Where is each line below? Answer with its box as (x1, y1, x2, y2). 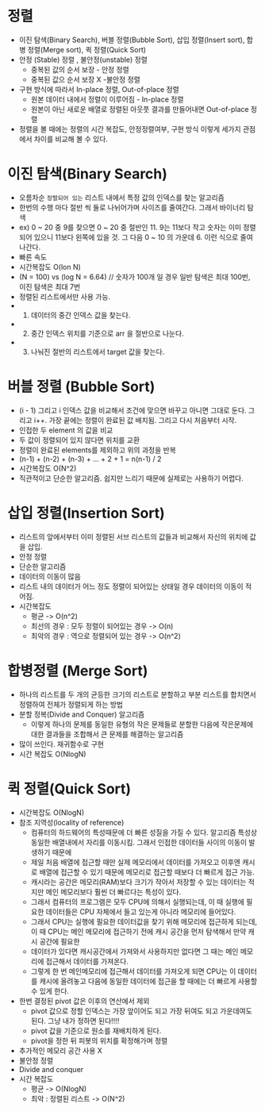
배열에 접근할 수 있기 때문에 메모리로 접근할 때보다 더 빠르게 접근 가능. (39, 867, 255, 877)
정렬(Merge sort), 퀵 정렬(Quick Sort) (27, 44, 147, 54)
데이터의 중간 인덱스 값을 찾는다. (30, 310, 131, 320)
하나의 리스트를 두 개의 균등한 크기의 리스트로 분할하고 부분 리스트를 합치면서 (18, 690, 257, 699)
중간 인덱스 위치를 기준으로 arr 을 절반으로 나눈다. (30, 329, 184, 338)
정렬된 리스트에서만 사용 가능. (18, 291, 111, 302)
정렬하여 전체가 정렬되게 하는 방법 (18, 699, 124, 709)
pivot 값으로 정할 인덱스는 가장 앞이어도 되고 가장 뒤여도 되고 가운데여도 (30, 1005, 253, 1016)
